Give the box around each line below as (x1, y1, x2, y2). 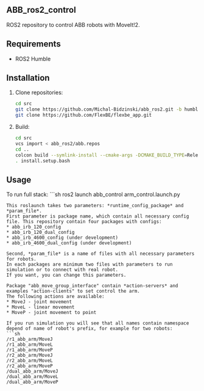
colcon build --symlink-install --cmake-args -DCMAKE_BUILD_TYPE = (15, 152, 188, 158)
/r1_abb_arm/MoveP (6, 347, 53, 353)
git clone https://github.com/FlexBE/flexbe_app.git (15, 112, 152, 119)
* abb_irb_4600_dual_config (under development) (6, 240, 132, 246)
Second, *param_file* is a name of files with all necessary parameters (6, 250, 195, 257)
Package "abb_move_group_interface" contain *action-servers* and (6, 283, 178, 289)
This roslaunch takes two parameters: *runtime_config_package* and (6, 203, 184, 209)
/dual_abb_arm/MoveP (6, 379, 59, 386)
